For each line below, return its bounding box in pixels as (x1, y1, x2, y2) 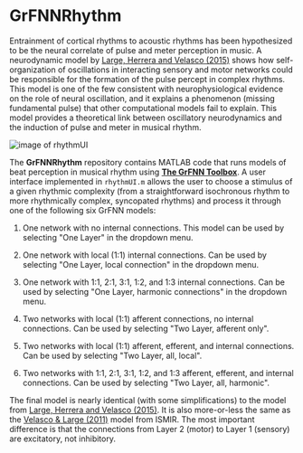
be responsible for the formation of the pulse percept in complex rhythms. (9, 73, 286, 84)
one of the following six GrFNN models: (9, 204, 156, 215)
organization (9, 64, 56, 75)
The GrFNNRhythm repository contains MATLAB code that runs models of (9, 156, 287, 167)
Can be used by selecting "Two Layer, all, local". (22, 350, 203, 361)
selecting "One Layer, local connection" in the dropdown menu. (22, 259, 260, 269)
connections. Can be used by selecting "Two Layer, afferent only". (22, 323, 270, 334)
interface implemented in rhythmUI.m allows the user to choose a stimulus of (9, 175, 293, 186)
